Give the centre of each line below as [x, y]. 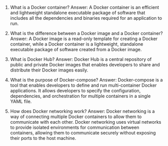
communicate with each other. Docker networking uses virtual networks [86, 122]
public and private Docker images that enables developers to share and [85, 65]
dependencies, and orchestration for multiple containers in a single [80, 96]
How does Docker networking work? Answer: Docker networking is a [82, 111]
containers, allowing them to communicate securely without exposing [83, 133]
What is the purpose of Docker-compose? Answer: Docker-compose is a [86, 80]
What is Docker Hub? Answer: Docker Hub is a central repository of [81, 59]
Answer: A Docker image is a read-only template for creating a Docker [84, 39]
